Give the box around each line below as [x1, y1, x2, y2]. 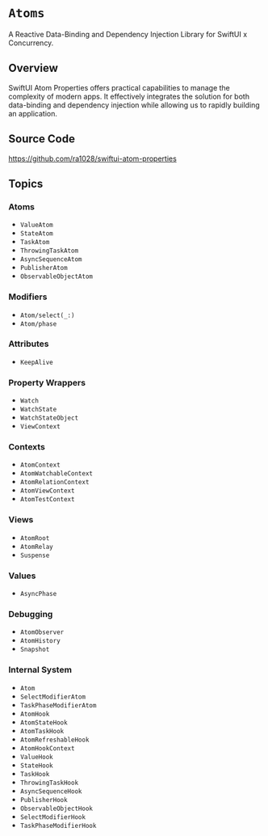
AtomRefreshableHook [19, 736, 90, 744]
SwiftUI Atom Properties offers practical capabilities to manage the [8, 82, 230, 92]
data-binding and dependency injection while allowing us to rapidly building [8, 99, 260, 110]
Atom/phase [19, 319, 57, 328]
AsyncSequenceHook [19, 787, 82, 796]
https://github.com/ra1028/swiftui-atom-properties [8, 154, 178, 163]
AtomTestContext [19, 496, 75, 504]
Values [8, 570, 36, 581]
